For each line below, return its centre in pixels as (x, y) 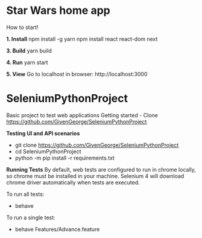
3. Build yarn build (29, 50)
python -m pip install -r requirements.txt (65, 158)
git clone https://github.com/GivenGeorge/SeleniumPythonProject (97, 145)
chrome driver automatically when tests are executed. (73, 182)
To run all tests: (25, 194)
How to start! (22, 27)
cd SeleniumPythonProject (48, 151)
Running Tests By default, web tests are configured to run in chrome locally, (101, 169)
